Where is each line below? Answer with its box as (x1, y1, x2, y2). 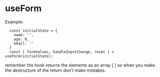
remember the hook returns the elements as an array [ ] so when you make (5, 62, 155, 68)
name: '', (14, 32, 34, 37)
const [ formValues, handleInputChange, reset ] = (9, 49, 114, 54)
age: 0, (14, 37, 29, 42)
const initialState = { (9, 28, 57, 33)
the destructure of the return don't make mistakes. (5, 67, 106, 73)
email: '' (14, 41, 34, 46)
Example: (5, 19, 24, 25)
